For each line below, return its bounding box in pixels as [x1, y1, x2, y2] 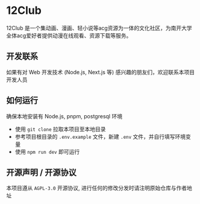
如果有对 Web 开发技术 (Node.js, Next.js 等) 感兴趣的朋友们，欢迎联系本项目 [6, 68, 195, 75]
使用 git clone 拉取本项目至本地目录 [14, 125, 107, 133]
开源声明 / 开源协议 [6, 167, 77, 177]
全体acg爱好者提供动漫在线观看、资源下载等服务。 [6, 31, 132, 39]
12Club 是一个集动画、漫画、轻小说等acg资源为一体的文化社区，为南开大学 [6, 24, 193, 31]
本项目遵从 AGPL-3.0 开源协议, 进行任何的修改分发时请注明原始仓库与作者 [6, 185, 187, 192]
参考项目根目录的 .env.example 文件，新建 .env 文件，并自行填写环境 [14, 133, 186, 140]
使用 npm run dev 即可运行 [14, 148, 80, 155]
